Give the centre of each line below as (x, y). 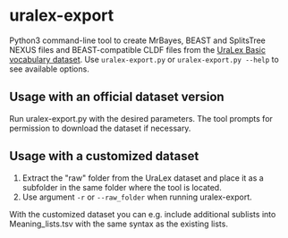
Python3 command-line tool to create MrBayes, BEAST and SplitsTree (137, 40)
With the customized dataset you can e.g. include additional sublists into (143, 214)
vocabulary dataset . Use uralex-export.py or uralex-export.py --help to (144, 59)
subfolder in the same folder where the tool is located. (122, 187)
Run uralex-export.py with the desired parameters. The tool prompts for (141, 118)
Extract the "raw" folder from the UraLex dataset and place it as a (143, 178)
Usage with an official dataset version (117, 97)
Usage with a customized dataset (104, 156)
